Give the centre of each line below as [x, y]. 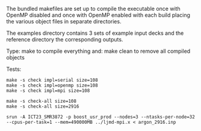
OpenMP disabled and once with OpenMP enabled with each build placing [98, 15]
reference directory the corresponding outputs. [65, 39]
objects [16, 57]
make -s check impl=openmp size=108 [52, 85]
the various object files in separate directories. [64, 21]
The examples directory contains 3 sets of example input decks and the [95, 33]
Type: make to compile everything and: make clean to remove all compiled [98, 51]
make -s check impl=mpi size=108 [48, 91]
